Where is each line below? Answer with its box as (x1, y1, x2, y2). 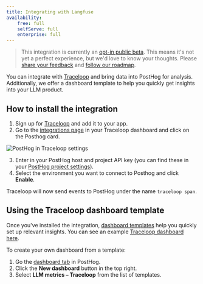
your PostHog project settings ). (15, 163, 94, 170)
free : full (17, 20, 45, 26)
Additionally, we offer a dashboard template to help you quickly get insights (6, 80, 195, 87)
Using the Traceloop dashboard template (6, 205, 165, 216)
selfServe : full (17, 26, 59, 32)
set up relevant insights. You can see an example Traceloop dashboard (6, 228, 184, 235)
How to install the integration (6, 104, 119, 114)
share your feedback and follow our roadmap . (21, 62, 136, 69)
